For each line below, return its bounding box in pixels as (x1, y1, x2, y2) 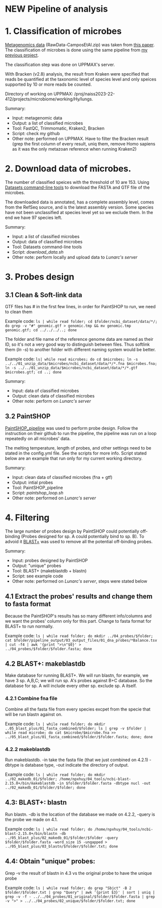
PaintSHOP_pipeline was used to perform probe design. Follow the (5, 425, 138, 431)
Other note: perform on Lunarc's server (12, 398, 91, 404)
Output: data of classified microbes (12, 239, 83, 245)
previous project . (5, 52, 39, 58)
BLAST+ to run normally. (5, 623, 54, 629)
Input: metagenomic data (12, 115, 63, 121)
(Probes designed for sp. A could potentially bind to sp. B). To (21, 533, 145, 539)
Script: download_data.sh (12, 249, 64, 255)
